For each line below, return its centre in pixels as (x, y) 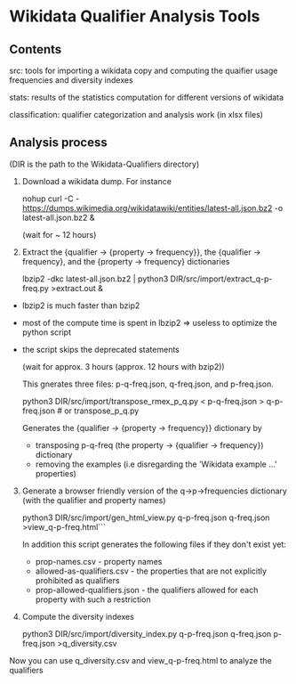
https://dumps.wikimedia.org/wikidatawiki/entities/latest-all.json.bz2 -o (152, 208)
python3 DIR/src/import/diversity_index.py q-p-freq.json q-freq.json (147, 633)
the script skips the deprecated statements (101, 349)
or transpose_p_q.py (101, 411)
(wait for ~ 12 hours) (59, 234)
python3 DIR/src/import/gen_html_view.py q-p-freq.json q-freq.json (146, 517)
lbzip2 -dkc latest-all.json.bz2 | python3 (95, 279)
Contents (36, 49)
